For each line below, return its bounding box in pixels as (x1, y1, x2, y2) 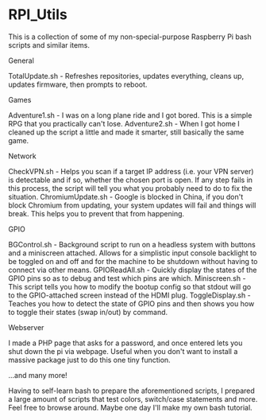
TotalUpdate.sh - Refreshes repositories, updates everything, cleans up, (8, 71, 245, 80)
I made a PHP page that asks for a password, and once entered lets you (8, 338, 243, 348)
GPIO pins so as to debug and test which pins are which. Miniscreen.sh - (8, 273, 246, 283)
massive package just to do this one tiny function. (8, 355, 171, 364)
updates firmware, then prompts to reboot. (8, 80, 148, 89)
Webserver (8, 322, 44, 332)
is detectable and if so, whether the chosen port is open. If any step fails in (8, 175, 253, 185)
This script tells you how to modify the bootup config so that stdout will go (8, 282, 252, 291)
